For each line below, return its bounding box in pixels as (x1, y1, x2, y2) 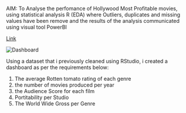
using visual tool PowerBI (6, 23, 67, 30)
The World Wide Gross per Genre (14, 100, 96, 107)
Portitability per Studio (14, 94, 69, 101)
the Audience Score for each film (14, 88, 95, 94)
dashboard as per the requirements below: (6, 64, 109, 71)
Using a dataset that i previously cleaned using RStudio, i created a (6, 58, 168, 64)
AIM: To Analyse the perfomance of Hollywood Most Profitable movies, (6, 5, 178, 12)
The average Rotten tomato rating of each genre (14, 76, 131, 82)
